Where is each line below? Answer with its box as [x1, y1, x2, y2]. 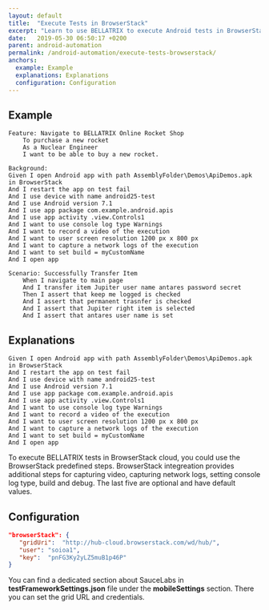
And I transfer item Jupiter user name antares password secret [22, 283, 242, 292]
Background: [8, 165, 48, 173]
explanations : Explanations [15, 71, 110, 79]
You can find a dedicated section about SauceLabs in [8, 576, 184, 585]
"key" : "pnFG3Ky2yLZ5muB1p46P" [18, 553, 127, 561]
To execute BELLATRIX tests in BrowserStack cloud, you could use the [8, 453, 240, 463]
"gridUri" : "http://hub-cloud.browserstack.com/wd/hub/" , [18, 538, 220, 547]
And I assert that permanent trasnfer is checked [22, 298, 192, 306]
